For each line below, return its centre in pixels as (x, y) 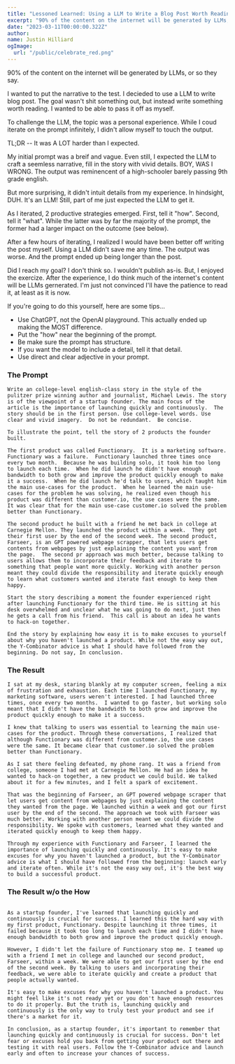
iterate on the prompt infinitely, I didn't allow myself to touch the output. (110, 129)
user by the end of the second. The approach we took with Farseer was (114, 813)
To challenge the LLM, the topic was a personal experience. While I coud (112, 122)
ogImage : (20, 46)
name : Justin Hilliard (40, 40)
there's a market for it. (45, 1016)
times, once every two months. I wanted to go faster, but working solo (117, 703)
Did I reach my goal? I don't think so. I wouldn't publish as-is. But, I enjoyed (115, 270)
